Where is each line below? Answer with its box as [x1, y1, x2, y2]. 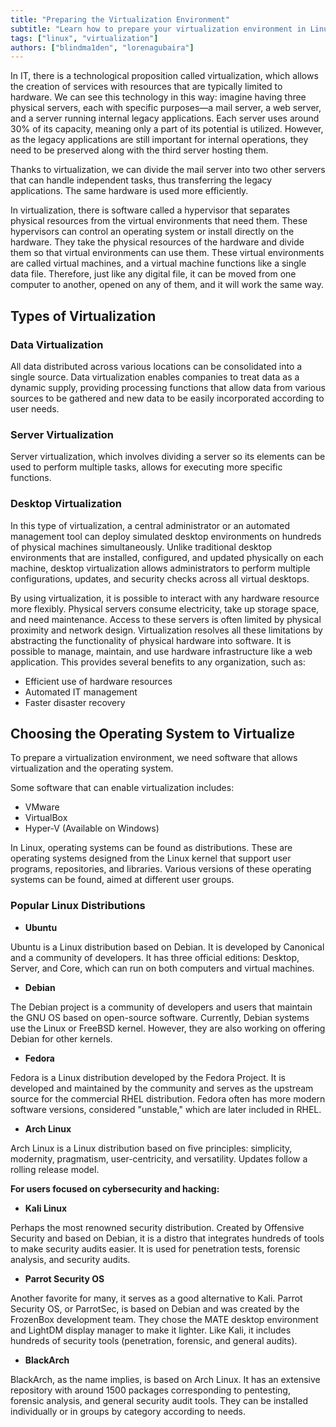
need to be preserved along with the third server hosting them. [10, 144, 269, 156]
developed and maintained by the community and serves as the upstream [10, 1082, 314, 1094]
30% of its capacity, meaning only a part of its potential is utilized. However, [10, 123, 324, 135]
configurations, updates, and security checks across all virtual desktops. [10, 572, 310, 585]
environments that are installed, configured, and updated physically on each [10, 551, 324, 563]
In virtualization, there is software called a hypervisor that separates [10, 204, 291, 216]
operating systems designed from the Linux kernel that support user [10, 852, 292, 865]
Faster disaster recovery [24, 696, 126, 708]
